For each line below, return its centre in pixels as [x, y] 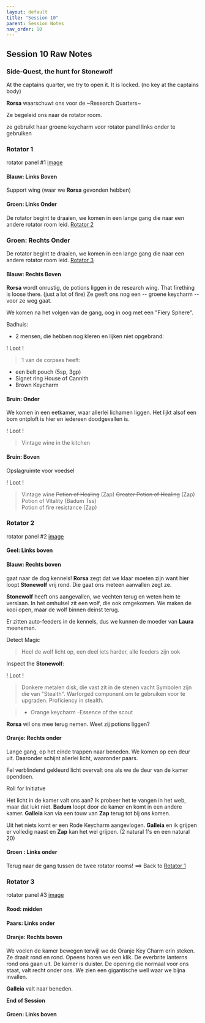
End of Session [26, 1000]
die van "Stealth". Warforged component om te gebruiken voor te [103, 693]
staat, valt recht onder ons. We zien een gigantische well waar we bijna [96, 970]
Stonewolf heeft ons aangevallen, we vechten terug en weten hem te [93, 596]
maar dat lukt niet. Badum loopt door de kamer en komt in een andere [94, 807]
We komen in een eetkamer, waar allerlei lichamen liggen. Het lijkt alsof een [102, 413]
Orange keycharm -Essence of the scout [82, 712]
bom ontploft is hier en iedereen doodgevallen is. [68, 419]
